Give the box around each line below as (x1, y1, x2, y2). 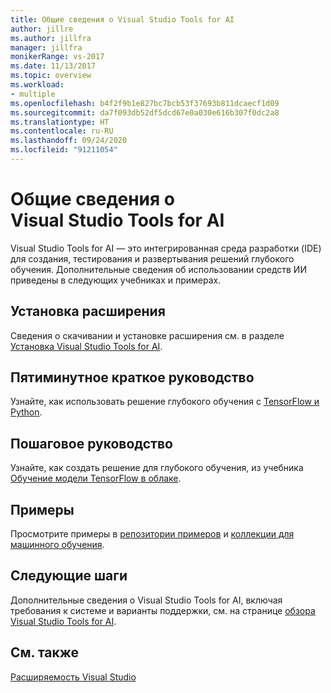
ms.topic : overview (10, 71, 92, 81)
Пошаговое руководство (10, 435, 173, 452)
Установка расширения (10, 303, 166, 320)
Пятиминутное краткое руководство (10, 369, 255, 386)
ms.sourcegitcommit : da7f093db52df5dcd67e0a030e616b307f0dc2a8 (10, 107, 280, 118)
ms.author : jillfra (10, 33, 92, 43)
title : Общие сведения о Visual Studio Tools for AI (10, 14, 235, 25)
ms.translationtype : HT (10, 117, 110, 127)
